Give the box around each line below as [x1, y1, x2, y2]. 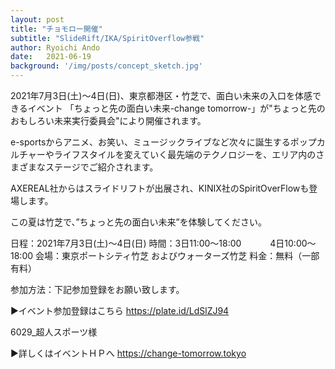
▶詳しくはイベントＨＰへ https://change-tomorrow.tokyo [10, 347, 247, 359]
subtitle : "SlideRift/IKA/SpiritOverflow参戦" [10, 33, 205, 43]
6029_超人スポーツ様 [10, 326, 98, 338]
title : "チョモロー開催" [10, 24, 103, 34]
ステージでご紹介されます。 [44, 161, 159, 173]
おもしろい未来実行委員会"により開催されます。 [10, 115, 207, 126]
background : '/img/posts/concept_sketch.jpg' [10, 61, 203, 71]
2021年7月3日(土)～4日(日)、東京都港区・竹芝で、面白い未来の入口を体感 [10, 90, 313, 101]
